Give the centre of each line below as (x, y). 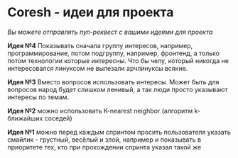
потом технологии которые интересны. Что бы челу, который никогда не (118, 60)
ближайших (25, 118)
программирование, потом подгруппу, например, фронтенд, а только (114, 53)
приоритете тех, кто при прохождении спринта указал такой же (104, 147)
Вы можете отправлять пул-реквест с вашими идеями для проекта (110, 32)
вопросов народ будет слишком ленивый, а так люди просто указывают (118, 89)
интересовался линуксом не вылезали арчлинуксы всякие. (98, 68)
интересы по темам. (38, 97)
